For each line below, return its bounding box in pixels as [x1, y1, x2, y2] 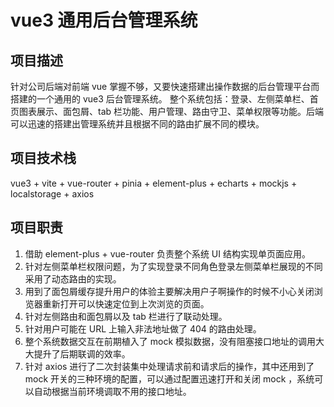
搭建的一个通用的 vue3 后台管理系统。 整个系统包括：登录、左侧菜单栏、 [10, 93, 310, 105]
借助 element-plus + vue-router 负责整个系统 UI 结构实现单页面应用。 [24, 247, 311, 260]
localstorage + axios [10, 187, 95, 200]
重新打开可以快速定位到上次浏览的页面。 [42, 297, 210, 310]
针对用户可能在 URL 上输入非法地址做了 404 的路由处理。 [24, 322, 262, 335]
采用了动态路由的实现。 [24, 272, 122, 285]
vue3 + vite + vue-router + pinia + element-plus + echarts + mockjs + [10, 177, 298, 189]
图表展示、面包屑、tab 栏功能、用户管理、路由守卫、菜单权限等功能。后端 [18, 106, 325, 117]
